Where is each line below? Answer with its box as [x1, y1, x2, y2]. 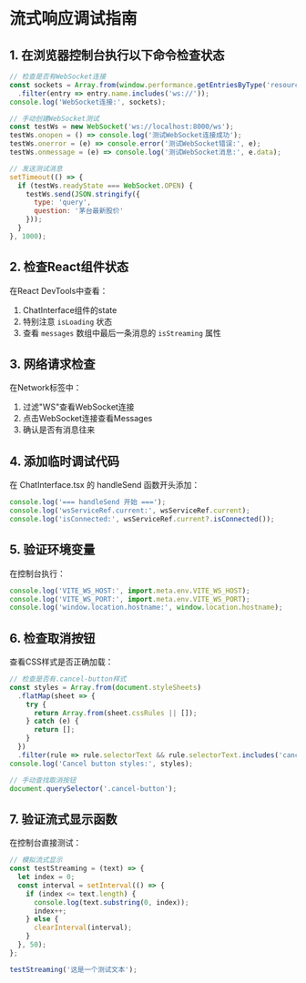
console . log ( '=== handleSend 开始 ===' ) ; [9, 498, 167, 507]
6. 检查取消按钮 [9, 630, 96, 646]
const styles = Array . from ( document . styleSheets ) [9, 683, 202, 692]
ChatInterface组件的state [22, 304, 117, 315]
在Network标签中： [9, 382, 82, 393]
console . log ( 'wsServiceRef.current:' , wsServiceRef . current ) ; [9, 506, 250, 515]
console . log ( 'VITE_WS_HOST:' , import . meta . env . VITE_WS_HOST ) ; [9, 586, 250, 595]
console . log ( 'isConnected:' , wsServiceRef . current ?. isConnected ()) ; [9, 514, 275, 523]
